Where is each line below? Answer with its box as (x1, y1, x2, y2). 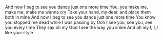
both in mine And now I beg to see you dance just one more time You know (5, 14, 156, 20)
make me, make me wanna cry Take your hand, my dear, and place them (5, 9, 151, 15)
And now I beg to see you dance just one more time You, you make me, (5, 4, 148, 10)
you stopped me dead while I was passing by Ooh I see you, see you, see (5, 19, 153, 25)
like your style (5, 30, 33, 35)
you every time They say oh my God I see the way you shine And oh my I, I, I (5, 25, 159, 30)
